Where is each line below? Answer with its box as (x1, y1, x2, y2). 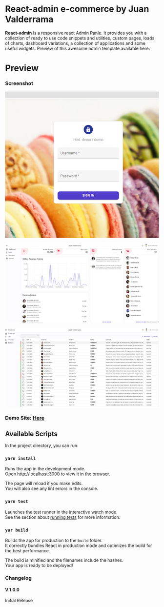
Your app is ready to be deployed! (5, 562, 73, 568)
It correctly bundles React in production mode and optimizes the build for (5, 543, 152, 548)
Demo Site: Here (5, 415, 45, 422)
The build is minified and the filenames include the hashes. (5, 557, 123, 563)
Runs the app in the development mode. (5, 466, 85, 472)
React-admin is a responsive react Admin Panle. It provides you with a (5, 30, 147, 36)
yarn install (5, 456, 36, 462)
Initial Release (5, 598, 33, 604)
